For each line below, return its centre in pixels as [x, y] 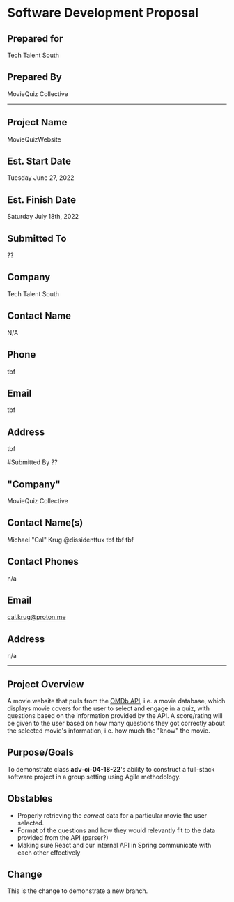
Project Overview [46, 684]
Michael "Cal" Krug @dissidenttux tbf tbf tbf [71, 540]
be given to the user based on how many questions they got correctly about [116, 723]
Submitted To [37, 238]
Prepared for [35, 39]
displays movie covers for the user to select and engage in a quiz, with [109, 708]
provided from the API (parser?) [63, 837]
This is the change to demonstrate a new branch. [78, 891]
